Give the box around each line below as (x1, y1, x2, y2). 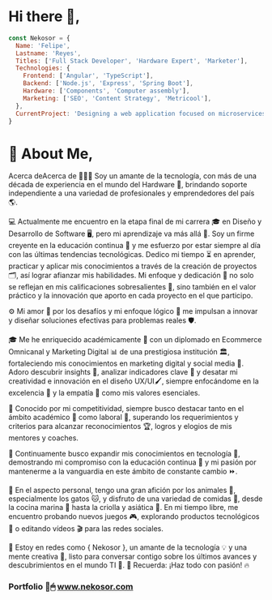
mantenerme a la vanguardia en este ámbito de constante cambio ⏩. (8, 466, 238, 477)
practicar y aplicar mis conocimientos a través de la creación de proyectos (8, 261, 257, 271)
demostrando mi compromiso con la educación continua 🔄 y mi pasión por (8, 457, 257, 467)
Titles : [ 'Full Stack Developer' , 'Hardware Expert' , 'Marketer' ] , (15, 57, 249, 65)
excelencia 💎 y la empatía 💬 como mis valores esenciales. (8, 388, 201, 398)
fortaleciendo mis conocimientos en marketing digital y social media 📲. (8, 358, 244, 368)
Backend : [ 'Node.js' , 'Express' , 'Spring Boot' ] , (23, 79, 194, 88)
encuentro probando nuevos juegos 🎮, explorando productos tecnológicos (8, 512, 260, 521)
